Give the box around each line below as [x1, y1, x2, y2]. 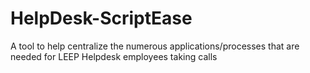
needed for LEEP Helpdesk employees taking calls [10, 50, 218, 62]
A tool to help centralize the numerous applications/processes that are [10, 40, 300, 52]
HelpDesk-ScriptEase [10, 7, 193, 30]
